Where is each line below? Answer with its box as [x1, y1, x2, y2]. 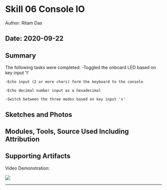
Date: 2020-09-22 [5, 34, 64, 43]
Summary [5, 51, 36, 60]
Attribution [5, 135, 40, 143]
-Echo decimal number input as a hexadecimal [5, 88, 101, 93]
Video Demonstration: [5, 165, 50, 171]
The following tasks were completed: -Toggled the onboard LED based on [5, 65, 157, 71]
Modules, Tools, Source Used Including [5, 127, 129, 135]
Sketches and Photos [5, 110, 73, 119]
